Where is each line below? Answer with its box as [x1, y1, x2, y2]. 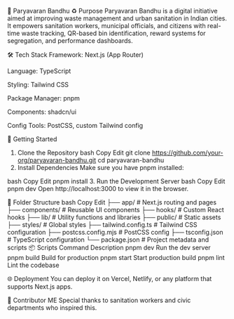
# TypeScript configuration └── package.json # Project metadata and [7, 235, 209, 244]
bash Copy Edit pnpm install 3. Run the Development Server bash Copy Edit [7, 177, 226, 185]
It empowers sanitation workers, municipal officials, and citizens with [7, 22, 206, 30]
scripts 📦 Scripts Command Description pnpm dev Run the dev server [7, 243, 212, 252]
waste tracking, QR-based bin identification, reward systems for [21, 29, 206, 37]
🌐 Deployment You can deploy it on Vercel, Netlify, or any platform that [7, 275, 212, 282]
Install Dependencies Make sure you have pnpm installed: [17, 164, 184, 171]
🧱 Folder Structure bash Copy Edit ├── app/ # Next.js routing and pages [7, 198, 217, 207]
